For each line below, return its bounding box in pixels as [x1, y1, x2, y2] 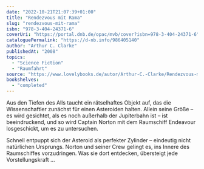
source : [6, 71, 26, 77]
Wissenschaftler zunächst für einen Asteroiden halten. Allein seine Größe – [6, 106, 194, 112]
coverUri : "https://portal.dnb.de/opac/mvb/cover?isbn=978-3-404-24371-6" [6, 32, 200, 38]
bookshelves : [6, 77, 39, 83]
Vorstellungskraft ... [6, 156, 56, 163]
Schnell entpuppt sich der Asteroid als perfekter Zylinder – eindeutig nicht [6, 137, 191, 143]
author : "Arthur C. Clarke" [6, 43, 78, 49]
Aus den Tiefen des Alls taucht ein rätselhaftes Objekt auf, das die [6, 99, 171, 106]
